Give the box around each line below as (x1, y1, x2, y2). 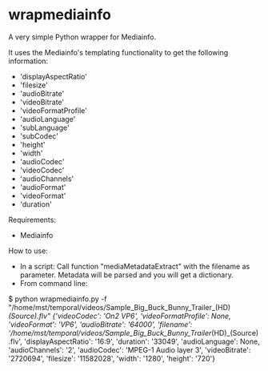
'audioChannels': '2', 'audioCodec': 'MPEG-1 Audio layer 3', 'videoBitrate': (8, 345, 251, 354)
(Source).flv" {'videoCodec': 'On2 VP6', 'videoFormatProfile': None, (8, 311, 231, 321)
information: (8, 56, 49, 66)
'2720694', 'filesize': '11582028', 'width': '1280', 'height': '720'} (8, 353, 216, 363)
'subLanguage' (19, 123, 70, 132)
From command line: (19, 278, 88, 288)
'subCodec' (19, 131, 58, 141)
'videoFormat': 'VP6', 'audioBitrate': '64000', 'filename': (8, 319, 193, 329)
